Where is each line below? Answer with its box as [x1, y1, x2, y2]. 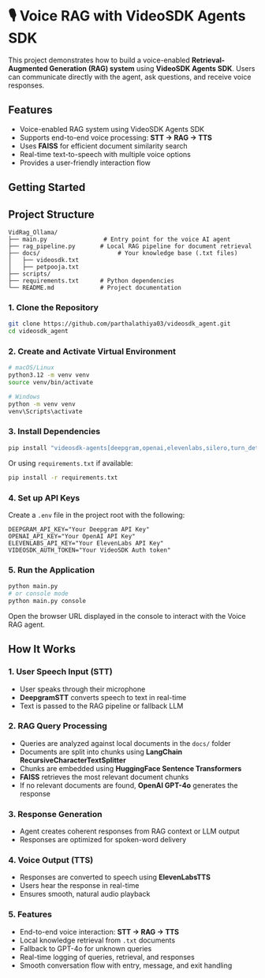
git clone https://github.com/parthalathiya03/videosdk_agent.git [8, 320, 231, 328]
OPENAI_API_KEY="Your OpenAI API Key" [8, 532, 136, 540]
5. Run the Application [8, 564, 95, 575]
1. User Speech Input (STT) [8, 666, 113, 677]
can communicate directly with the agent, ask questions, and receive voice [8, 72, 252, 81]
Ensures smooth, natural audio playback [19, 890, 151, 899]
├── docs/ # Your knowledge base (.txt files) [8, 249, 238, 257]
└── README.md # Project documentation [8, 283, 181, 291]
